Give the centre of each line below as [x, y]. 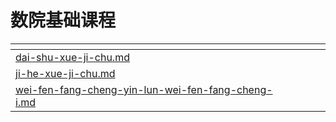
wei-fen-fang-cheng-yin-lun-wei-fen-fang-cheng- [144, 89]
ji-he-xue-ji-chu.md [65, 73]
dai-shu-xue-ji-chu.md [72, 57]
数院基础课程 [63, 20]
